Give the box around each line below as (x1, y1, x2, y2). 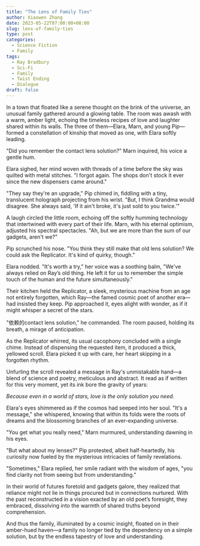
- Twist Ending (11, 76, 50, 82)
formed (6, 129, 25, 136)
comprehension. (6, 508, 47, 515)
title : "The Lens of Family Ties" (6, 8, 93, 15)
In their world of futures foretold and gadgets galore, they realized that (6, 482, 180, 490)
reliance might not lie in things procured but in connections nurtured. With (6, 489, 189, 496)
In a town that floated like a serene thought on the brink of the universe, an (6, 103, 190, 111)
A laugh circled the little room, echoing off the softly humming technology (6, 214, 188, 221)
